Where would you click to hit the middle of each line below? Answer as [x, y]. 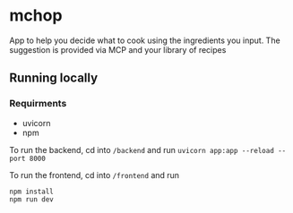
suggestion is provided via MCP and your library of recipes [118, 49]
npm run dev [31, 199]
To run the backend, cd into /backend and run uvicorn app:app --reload [142, 149]
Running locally [54, 78]
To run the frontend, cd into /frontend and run [95, 175]
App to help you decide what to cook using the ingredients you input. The [145, 40]
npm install [31, 192]
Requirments [38, 104]
